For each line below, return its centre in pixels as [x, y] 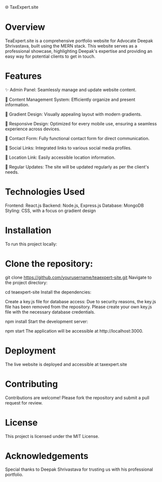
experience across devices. [33, 129]
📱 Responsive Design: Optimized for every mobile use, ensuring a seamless [81, 123]
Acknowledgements [47, 456]
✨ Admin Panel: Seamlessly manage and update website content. [71, 90]
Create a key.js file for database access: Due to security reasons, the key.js [81, 301]
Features [23, 76]
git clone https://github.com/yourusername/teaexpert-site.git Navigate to [79, 277]
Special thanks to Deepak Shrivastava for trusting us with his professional [79, 469]
